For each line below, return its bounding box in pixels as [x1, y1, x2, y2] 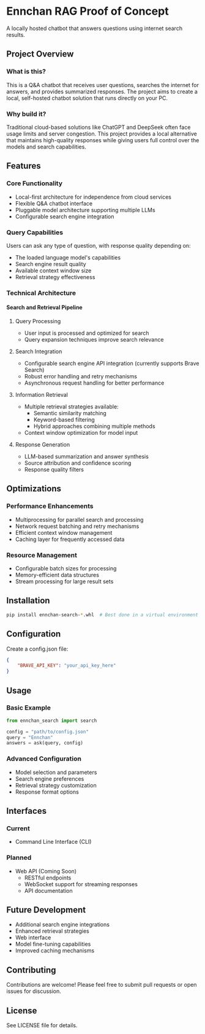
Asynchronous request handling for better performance [24, 379, 165, 387]
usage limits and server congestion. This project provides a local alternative [6, 130, 197, 137]
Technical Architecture [6, 288, 76, 297]
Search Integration [15, 348, 62, 355]
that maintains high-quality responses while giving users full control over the [6, 136, 199, 144]
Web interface [15, 934, 51, 941]
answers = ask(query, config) [6, 740, 84, 746]
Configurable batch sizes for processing [15, 565, 117, 572]
